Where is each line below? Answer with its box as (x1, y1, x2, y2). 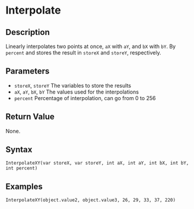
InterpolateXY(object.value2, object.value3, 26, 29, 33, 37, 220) (5, 197, 176, 203)
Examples (5, 181, 43, 191)
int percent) (5, 165, 38, 172)
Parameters (5, 66, 50, 76)
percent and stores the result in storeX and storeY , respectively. (5, 49, 161, 56)
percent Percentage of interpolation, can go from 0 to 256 (14, 94, 156, 101)
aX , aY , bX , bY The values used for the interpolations (14, 88, 139, 95)
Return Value (5, 112, 55, 122)
